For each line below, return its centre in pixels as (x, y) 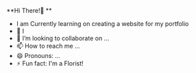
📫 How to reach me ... (48, 46)
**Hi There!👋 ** (29, 11)
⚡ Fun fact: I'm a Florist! (50, 63)
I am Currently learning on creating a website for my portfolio (102, 24)
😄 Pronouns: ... (38, 56)
